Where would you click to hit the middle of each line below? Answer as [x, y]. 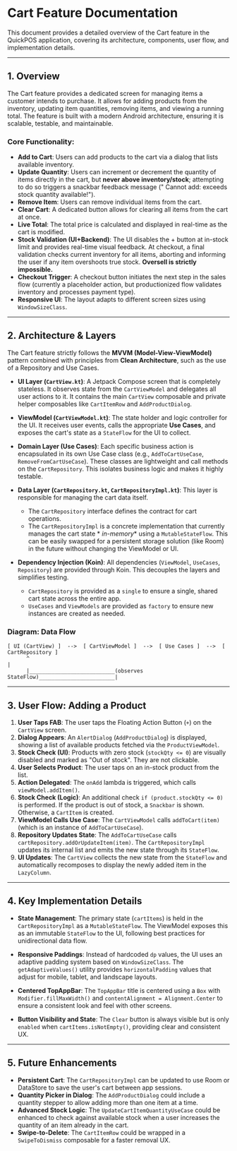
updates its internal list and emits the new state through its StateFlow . [119, 850]
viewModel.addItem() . [48, 790]
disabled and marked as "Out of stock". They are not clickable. [108, 759]
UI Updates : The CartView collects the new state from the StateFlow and [122, 857]
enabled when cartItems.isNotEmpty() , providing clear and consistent [119, 1026]
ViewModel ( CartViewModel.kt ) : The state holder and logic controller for [122, 417]
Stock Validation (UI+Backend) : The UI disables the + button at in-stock [123, 240]
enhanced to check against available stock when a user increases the [119, 1117]
